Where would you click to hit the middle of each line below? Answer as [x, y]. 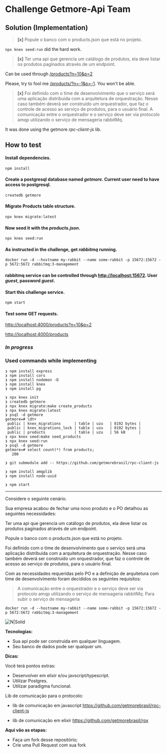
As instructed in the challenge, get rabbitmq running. [61, 249]
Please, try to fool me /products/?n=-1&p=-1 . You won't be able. [70, 84]
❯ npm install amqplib [29, 472]
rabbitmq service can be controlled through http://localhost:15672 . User [81, 275]
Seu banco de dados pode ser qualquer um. [57, 646]
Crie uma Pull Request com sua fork [49, 745]
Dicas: [12, 656]
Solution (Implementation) [47, 28]
